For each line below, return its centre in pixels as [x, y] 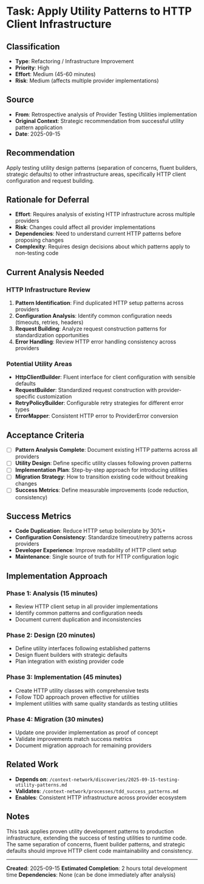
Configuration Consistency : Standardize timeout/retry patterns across [104, 538]
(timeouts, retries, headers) [49, 322]
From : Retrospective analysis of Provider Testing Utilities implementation [106, 114]
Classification [33, 47]
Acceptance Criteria [45, 435]
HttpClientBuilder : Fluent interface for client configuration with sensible [105, 377]
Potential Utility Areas [39, 364]
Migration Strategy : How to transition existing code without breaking [101, 477]
